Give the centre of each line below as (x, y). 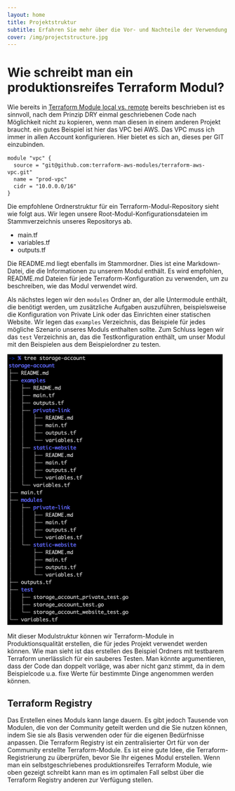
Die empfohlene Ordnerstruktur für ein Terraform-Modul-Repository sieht (113, 207)
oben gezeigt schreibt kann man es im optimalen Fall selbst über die (106, 772)
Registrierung (27, 757)
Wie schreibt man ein (70, 73)
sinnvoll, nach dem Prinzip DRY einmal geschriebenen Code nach (102, 115)
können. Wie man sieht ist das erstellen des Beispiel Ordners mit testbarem (116, 651)
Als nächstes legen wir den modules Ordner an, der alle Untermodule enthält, (117, 300)
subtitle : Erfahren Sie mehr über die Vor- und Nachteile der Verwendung (117, 30)
